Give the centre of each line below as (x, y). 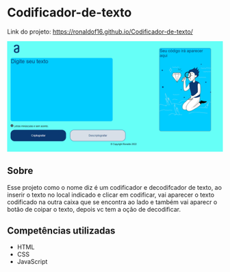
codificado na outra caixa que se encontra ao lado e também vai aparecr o (112, 202)
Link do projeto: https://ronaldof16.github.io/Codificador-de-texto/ (100, 32)
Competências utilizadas (61, 231)
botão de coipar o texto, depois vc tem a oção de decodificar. (94, 209)
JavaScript (32, 262)
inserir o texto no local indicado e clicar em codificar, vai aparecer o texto (111, 195)
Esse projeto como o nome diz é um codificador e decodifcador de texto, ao (115, 187)
